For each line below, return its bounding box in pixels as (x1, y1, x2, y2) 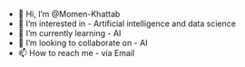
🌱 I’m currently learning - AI (17, 28, 122, 38)
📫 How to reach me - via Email (17, 48, 135, 58)
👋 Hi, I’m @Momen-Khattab (17, 9, 121, 19)
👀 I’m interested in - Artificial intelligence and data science (17, 18, 236, 29)
